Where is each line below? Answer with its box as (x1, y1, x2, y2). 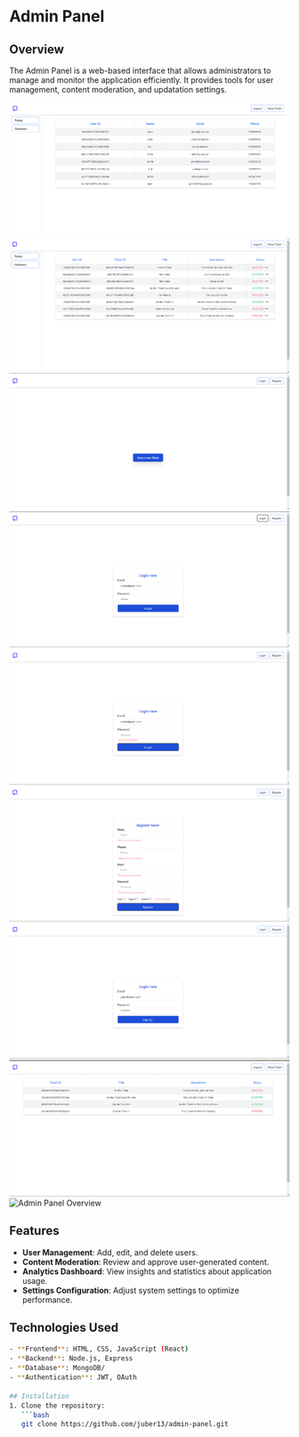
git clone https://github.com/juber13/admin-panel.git (20, 1420, 229, 1429)
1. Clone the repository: (9, 1400, 105, 1410)
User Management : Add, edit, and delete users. (21, 1246, 198, 1257)
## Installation (9, 1392, 69, 1400)
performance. (21, 1294, 73, 1305)
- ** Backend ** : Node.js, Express (9, 1354, 133, 1363)
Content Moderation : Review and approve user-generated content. (21, 1256, 270, 1267)
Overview (9, 42, 65, 57)
